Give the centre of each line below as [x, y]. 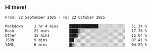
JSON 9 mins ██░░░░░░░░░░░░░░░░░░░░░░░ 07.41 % [76, 40]
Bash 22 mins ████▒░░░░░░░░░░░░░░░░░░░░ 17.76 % [76, 31]
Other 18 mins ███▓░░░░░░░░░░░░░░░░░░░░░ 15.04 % [76, 35]
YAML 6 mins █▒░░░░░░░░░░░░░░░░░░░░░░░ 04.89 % [76, 45]
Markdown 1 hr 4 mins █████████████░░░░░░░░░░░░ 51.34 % [76, 26]
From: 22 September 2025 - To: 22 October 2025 [55, 18]
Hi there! [16, 7]
